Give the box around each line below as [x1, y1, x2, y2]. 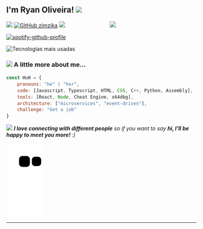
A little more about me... [13, 60, 86, 68]
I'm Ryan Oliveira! [6, 5, 74, 15]
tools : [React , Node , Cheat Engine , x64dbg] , [17, 94, 134, 100]
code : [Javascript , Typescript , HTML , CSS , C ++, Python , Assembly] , [17, 87, 193, 93]
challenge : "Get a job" [17, 107, 77, 113]
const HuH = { [6, 75, 42, 81]
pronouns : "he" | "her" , [17, 81, 80, 87]
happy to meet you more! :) [6, 131, 76, 139]
